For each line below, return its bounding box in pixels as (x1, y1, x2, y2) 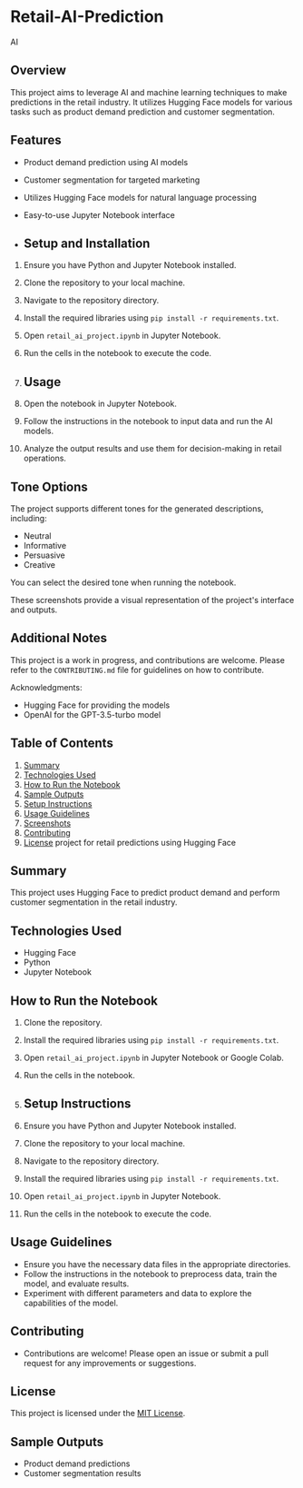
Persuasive (23, 550, 66, 560)
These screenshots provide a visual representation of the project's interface (10, 595, 295, 605)
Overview (10, 63, 67, 78)
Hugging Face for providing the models (23, 699, 171, 710)
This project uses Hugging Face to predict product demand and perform (10, 888, 280, 898)
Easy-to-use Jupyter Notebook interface (23, 209, 175, 220)
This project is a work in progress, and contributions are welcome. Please (10, 654, 285, 665)
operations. (23, 452, 67, 464)
